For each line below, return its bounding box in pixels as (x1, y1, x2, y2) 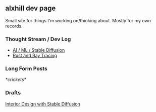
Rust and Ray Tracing (12, 53, 57, 59)
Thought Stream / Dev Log (5, 35, 71, 43)
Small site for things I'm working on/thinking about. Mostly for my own (5, 17, 151, 23)
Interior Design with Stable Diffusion (5, 101, 81, 107)
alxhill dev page (5, 4, 56, 13)
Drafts (5, 89, 21, 96)
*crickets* (5, 77, 27, 83)
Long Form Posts (5, 65, 48, 72)
